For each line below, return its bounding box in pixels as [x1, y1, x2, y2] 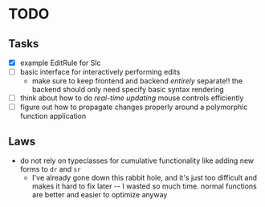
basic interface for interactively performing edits [19, 67, 181, 77]
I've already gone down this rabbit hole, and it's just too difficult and [31, 173, 257, 183]
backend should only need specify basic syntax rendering [31, 85, 225, 95]
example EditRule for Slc [19, 58, 101, 67]
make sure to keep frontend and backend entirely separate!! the [31, 76, 243, 86]
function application [19, 112, 87, 121]
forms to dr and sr [19, 164, 82, 174]
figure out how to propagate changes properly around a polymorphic [19, 102, 248, 112]
